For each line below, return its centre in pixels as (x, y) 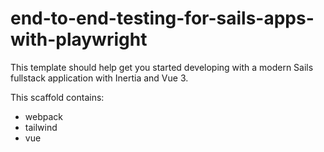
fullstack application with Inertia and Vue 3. (99, 78)
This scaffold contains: (57, 97)
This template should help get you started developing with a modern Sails (162, 67)
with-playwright (79, 39)
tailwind (41, 127)
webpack (43, 116)
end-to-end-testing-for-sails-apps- (162, 18)
